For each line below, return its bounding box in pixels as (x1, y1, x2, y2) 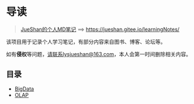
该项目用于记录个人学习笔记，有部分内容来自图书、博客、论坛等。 (6, 38, 166, 45)
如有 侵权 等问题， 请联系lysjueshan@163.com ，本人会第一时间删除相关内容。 (6, 50, 192, 57)
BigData (14, 85, 34, 92)
